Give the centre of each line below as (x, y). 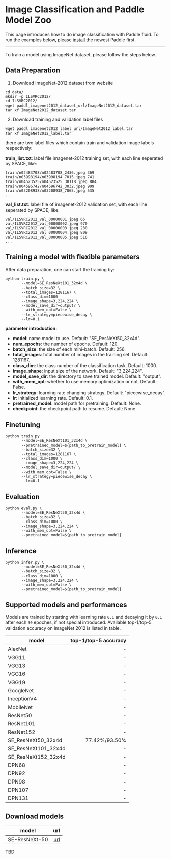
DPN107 (18, 790)
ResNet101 (22, 723)
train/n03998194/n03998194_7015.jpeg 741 (50, 177)
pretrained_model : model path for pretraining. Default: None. (77, 403)
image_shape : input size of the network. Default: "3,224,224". (78, 371)
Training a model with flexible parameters (73, 257)
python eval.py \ (24, 508)
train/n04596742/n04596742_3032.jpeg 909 (50, 186)
